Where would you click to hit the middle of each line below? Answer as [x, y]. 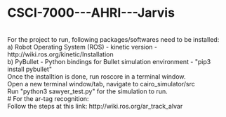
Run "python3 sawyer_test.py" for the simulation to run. [87, 91]
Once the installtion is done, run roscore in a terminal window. [97, 76]
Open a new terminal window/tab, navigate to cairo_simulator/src [101, 84]
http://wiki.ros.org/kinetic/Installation [60, 54]
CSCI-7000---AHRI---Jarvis [91, 13]
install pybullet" [30, 69]
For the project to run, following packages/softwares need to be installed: [113, 39]
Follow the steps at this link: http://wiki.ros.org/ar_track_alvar [95, 106]
